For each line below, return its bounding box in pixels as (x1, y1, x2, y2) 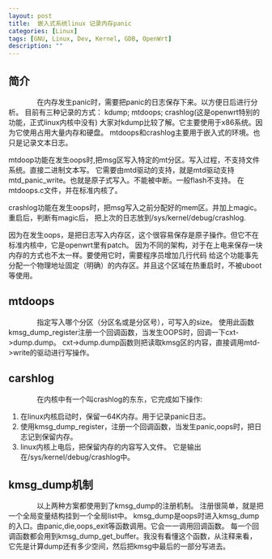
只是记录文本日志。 (8, 137, 73, 147)
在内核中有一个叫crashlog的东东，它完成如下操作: (36, 394, 203, 404)
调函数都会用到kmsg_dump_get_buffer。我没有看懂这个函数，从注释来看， (8, 531, 257, 541)
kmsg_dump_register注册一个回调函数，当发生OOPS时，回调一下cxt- (8, 327, 239, 337)
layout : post (8, 11, 53, 20)
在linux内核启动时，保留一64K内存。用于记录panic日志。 (19, 411, 210, 421)
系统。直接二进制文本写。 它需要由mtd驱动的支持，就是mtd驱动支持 (8, 165, 235, 174)
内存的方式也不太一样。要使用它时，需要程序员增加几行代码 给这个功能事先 (8, 250, 259, 260)
